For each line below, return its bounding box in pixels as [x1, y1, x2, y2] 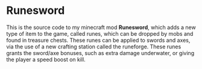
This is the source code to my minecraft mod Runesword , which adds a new [6, 24, 196, 31]
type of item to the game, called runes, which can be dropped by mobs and [6, 30, 194, 37]
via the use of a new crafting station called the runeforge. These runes [6, 43, 181, 50]
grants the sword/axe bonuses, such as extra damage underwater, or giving [6, 49, 195, 56]
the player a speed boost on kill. [6, 56, 86, 63]
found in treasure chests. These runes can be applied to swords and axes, [6, 36, 191, 44]
